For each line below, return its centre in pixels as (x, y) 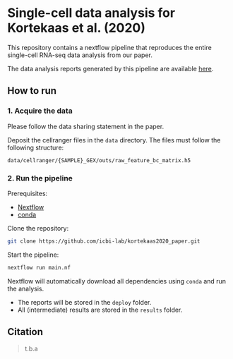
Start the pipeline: (33, 255)
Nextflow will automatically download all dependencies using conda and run (116, 281)
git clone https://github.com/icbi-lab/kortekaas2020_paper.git (104, 241)
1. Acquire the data (40, 111)
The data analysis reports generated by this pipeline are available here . (110, 68)
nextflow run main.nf (39, 267)
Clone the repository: (38, 228)
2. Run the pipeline (40, 178)
